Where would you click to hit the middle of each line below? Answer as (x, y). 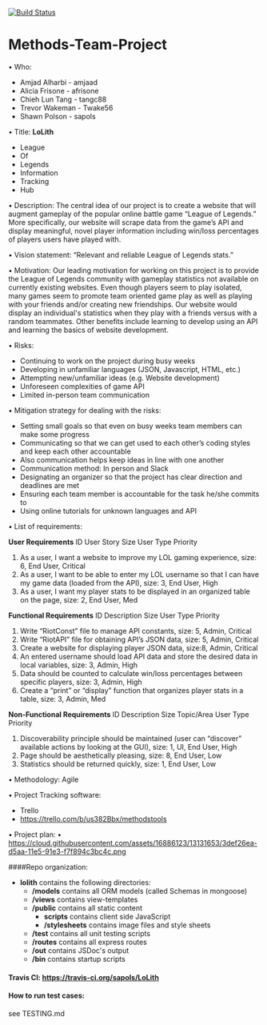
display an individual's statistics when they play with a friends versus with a (133, 313)
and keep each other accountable (76, 451)
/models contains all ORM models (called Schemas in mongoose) (139, 891)
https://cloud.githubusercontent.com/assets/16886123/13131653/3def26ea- (133, 843)
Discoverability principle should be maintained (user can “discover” (131, 738)
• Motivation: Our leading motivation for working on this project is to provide (134, 270)
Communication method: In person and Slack (94, 468)
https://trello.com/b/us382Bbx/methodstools (93, 819)
